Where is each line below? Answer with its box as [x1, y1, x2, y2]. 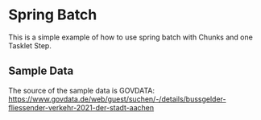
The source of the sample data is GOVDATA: [8, 85, 155, 95]
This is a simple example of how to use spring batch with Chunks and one [8, 32, 254, 42]
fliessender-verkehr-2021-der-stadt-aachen [8, 102, 155, 112]
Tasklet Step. [8, 40, 52, 50]
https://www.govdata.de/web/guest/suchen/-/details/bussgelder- [8, 94, 227, 104]
